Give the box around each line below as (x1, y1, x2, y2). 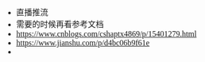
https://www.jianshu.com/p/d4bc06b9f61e (16, 38, 150, 48)
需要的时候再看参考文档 (16, 20, 104, 29)
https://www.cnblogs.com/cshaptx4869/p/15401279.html (16, 29, 197, 38)
